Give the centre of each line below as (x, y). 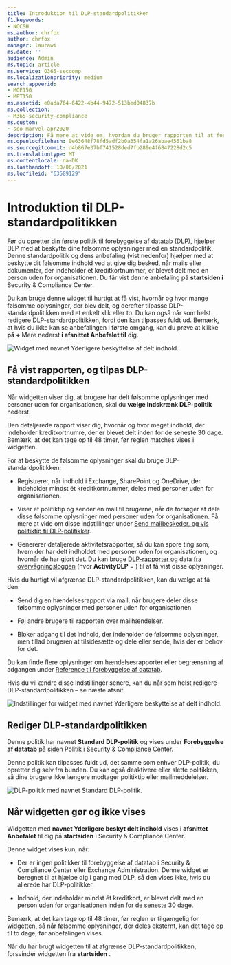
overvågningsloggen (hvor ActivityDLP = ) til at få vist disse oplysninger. (120, 566)
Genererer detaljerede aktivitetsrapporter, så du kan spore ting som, (113, 544)
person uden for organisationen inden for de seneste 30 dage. (105, 905)
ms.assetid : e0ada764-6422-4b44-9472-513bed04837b (81, 103)
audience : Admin (30, 59)
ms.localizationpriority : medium (55, 77)
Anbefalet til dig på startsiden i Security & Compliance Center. (96, 836)
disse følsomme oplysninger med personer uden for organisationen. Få (118, 516)
